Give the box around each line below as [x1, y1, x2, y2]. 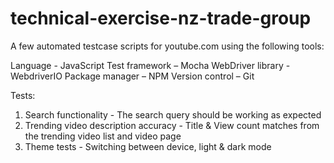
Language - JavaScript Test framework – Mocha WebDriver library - [10, 59, 291, 71]
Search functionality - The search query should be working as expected [24, 108, 322, 121]
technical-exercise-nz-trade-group [10, 7, 312, 30]
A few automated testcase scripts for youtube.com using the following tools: [10, 40, 325, 52]
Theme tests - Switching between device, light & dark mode [24, 140, 272, 152]
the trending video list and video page [24, 130, 182, 142]
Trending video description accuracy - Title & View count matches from [24, 119, 320, 131]
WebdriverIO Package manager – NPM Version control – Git [10, 70, 255, 82]
